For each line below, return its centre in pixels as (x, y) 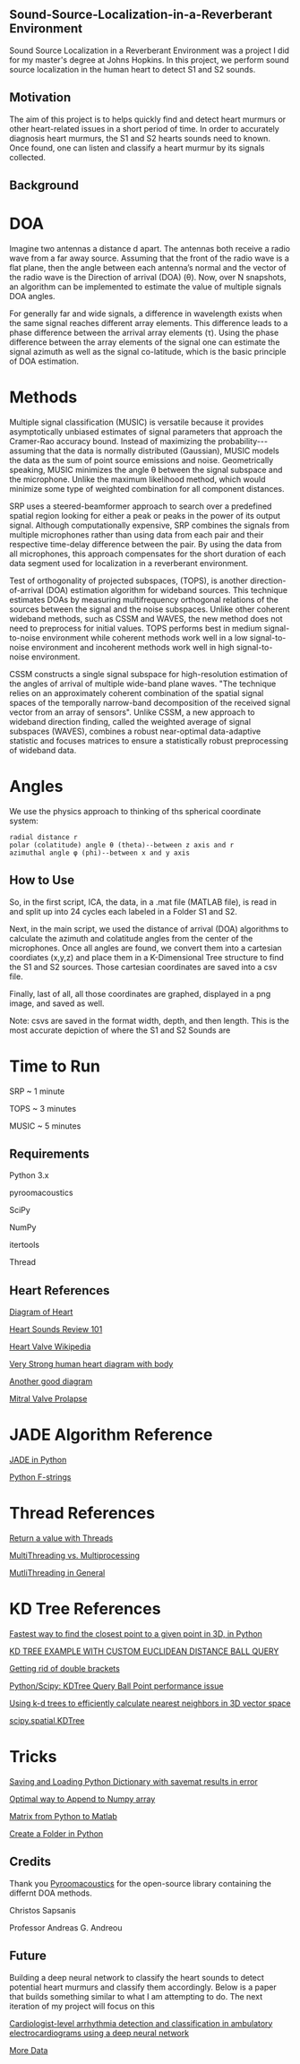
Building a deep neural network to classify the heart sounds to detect (137, 1977)
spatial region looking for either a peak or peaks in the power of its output (145, 515)
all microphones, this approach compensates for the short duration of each (148, 554)
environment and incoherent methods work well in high (133, 647)
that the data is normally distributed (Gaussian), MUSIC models (163, 451)
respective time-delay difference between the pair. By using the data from (146, 544)
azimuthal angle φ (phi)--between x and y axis (100, 853)
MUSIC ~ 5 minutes (45, 1126)
